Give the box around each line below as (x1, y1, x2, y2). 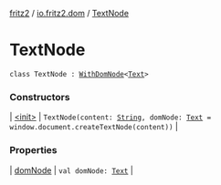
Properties (9, 144, 58, 157)
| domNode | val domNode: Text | (9, 164, 134, 176)
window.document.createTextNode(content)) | (9, 121, 178, 132)
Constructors (9, 90, 70, 103)
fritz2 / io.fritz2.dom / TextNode (9, 8, 130, 18)
